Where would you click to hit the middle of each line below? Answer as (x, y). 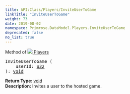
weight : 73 (16, 19)
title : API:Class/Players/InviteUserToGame (51, 10)
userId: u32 (30, 66)
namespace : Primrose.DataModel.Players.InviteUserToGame (65, 28)
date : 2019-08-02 (23, 23)
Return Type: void (24, 81)
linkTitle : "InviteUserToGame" (37, 14)
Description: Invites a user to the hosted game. (53, 86)
